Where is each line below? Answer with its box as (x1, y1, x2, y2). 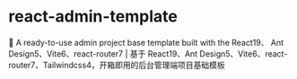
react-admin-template (8, 6, 179, 27)
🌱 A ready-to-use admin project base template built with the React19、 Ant (8, 37, 284, 48)
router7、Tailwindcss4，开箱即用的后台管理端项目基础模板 (8, 59, 225, 70)
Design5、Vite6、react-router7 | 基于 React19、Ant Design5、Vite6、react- (8, 48, 288, 59)
